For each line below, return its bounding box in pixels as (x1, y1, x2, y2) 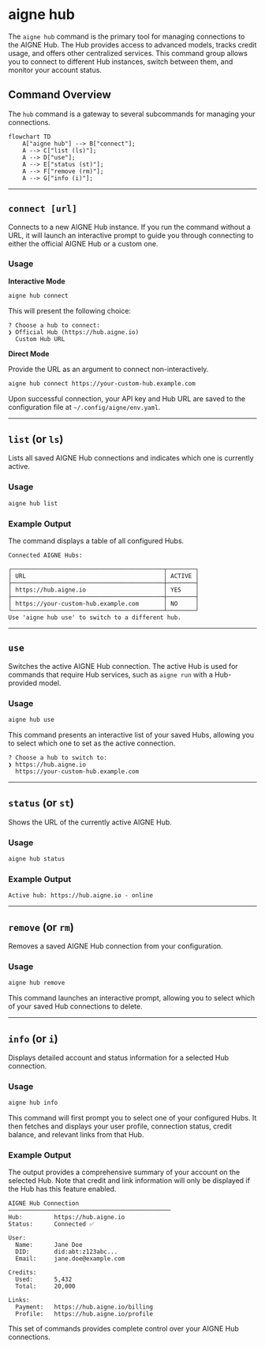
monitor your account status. (8, 65, 103, 74)
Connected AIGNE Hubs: (8, 551, 83, 559)
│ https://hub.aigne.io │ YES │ (8, 586, 200, 594)
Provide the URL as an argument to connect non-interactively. (8, 364, 209, 374)
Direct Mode (8, 349, 50, 359)
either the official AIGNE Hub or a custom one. (8, 238, 159, 248)
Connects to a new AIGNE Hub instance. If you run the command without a (8, 222, 251, 231)
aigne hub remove (8, 979, 65, 987)
